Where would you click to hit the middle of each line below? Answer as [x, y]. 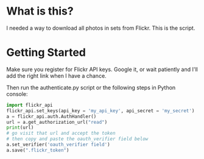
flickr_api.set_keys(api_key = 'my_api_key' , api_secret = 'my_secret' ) [100, 110]
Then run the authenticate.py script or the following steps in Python [91, 87]
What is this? [40, 11]
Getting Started [46, 52]
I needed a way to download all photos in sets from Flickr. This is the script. [101, 28]
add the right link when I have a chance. [56, 76]
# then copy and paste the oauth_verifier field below [77, 139]
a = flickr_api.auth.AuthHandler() [51, 117]
